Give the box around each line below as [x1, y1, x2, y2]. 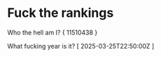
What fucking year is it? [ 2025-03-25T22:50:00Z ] [7, 42, 155, 50]
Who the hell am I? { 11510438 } [7, 28, 98, 37]
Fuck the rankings [7, 5, 114, 21]
